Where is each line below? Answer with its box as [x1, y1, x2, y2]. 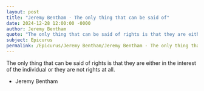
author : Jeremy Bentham [6, 25, 67, 32]
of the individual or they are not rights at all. [6, 66, 115, 73]
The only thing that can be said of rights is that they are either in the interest [6, 59, 196, 67]
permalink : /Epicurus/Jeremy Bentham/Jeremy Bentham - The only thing [6, 43, 189, 49]
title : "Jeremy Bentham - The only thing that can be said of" [6, 15, 170, 21]
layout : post [6, 8, 39, 15]
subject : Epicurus [6, 37, 53, 43]
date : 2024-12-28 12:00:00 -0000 [6, 20, 91, 26]
